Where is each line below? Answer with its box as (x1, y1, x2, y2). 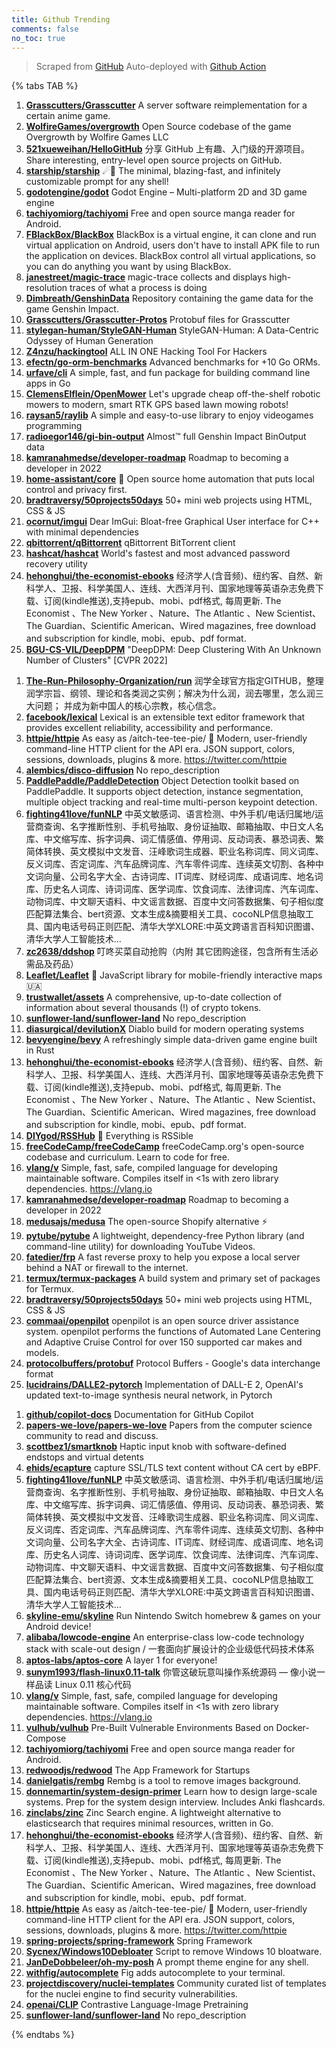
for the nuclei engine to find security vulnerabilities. (25, 1988, 239, 2000)
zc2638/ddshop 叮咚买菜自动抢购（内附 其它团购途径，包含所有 (25, 946, 293, 958)
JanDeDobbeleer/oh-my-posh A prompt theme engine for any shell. (25, 1956, 309, 1968)
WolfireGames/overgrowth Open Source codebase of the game (25, 121, 292, 133)
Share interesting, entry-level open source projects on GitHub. (25, 154, 283, 166)
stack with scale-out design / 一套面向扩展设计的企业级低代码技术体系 (25, 1643, 315, 1655)
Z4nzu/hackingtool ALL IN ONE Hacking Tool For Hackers (25, 346, 268, 358)
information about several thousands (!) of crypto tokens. (25, 1002, 262, 1014)
